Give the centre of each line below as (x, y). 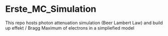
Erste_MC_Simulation (51, 9)
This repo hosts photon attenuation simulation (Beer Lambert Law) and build (84, 23)
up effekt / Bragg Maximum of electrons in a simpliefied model (70, 28)
